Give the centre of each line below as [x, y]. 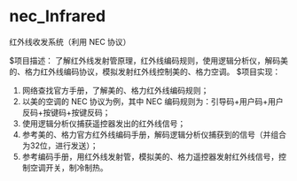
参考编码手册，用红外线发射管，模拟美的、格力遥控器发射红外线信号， [150, 156]
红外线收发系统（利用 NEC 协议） [70, 41]
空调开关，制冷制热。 [69, 167]
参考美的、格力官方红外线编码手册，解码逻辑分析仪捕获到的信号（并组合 [154, 134]
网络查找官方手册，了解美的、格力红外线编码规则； [115, 90]
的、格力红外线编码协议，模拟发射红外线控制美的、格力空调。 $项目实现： [145, 72]
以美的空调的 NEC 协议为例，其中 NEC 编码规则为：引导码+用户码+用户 [152, 101]
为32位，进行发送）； [60, 145]
